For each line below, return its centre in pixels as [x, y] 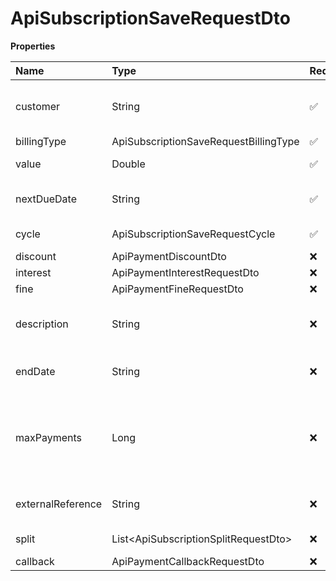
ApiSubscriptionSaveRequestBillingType [205, 141]
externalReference [59, 504]
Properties [33, 46]
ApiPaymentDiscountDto [169, 256]
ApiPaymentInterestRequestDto [185, 272]
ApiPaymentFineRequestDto [177, 289]
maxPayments [49, 437]
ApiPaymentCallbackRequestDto [188, 561]
